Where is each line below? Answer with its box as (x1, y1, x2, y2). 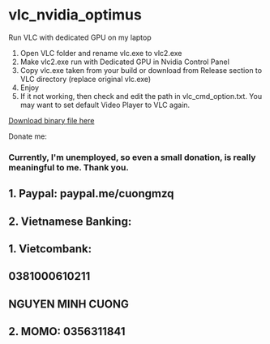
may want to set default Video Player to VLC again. (19, 100, 191, 110)
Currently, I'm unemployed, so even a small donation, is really (8, 152, 256, 163)
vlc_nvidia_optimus (8, 6, 142, 24)
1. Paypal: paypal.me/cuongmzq (8, 187, 174, 200)
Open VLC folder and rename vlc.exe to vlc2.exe (19, 48, 182, 58)
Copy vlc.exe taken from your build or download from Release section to (19, 65, 262, 75)
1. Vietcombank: (8, 242, 92, 256)
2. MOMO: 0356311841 (8, 325, 126, 338)
